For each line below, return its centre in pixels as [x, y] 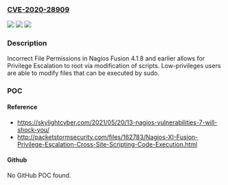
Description [27, 43]
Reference [22, 107]
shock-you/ [33, 129]
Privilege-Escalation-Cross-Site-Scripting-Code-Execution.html [107, 144]
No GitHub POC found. [39, 175]
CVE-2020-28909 [38, 10]
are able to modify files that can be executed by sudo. [83, 73]
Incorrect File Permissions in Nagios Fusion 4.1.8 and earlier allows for [106, 58]
